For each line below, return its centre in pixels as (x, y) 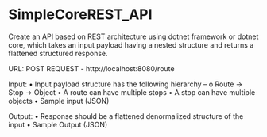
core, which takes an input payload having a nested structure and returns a (131, 44)
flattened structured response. (58, 53)
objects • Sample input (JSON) (59, 101)
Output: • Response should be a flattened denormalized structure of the (126, 116)
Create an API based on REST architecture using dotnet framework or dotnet (133, 36)
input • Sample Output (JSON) (58, 124)
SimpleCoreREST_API (80, 15)
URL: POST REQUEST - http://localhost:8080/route (91, 68)
